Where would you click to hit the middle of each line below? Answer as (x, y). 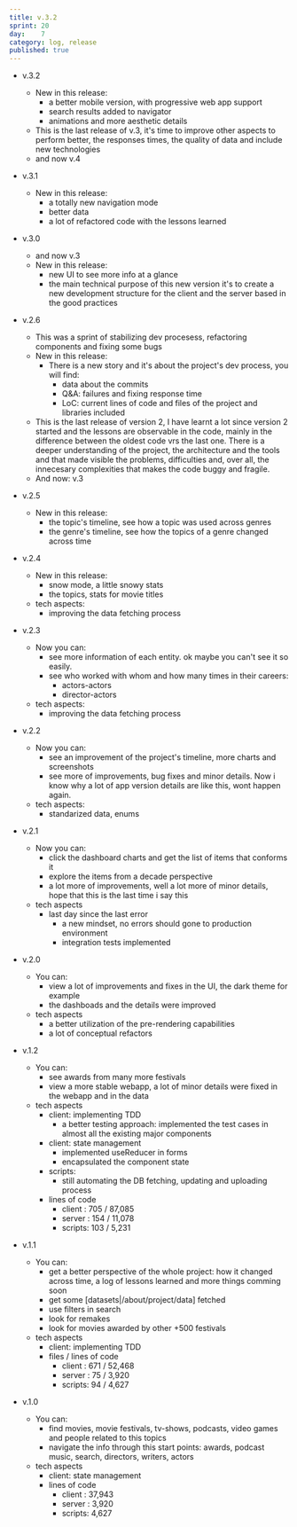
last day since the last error (98, 914)
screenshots (71, 767)
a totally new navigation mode (103, 203)
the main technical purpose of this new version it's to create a (161, 284)
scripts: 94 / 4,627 (95, 1385)
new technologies (68, 149)
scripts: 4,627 (87, 1514)
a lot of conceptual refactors (100, 1033)
